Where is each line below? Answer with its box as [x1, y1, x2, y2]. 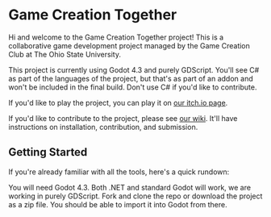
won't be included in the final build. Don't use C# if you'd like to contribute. [8, 82, 257, 92]
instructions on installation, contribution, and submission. [8, 122, 198, 131]
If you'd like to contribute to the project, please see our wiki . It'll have [8, 113, 238, 123]
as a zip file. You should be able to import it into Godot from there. [8, 199, 227, 209]
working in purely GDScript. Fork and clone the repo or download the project [8, 191, 263, 201]
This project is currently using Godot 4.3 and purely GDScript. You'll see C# [8, 65, 260, 74]
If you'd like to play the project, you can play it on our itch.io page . [8, 98, 228, 107]
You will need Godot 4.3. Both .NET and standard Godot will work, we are [8, 182, 252, 192]
